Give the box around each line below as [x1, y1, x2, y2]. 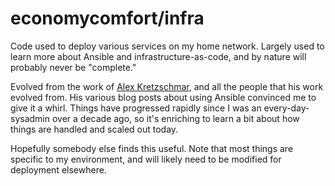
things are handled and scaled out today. [10, 123, 179, 135]
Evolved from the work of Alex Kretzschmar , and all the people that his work [10, 80, 324, 92]
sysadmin [10, 112, 51, 124]
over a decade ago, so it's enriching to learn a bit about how [51, 112, 300, 124]
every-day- [263, 102, 310, 114]
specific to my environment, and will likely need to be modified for [10, 153, 282, 165]
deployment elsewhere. [10, 163, 107, 176]
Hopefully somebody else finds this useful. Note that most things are [10, 142, 294, 154]
